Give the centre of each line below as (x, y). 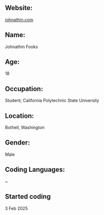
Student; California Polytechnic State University (52, 100)
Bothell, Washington (25, 128)
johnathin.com (19, 19)
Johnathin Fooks (21, 47)
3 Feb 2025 (16, 208)
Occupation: (24, 89)
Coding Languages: (35, 170)
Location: (19, 116)
